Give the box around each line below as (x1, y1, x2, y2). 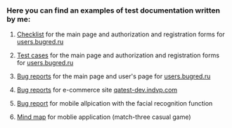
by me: (6, 14, 31, 24)
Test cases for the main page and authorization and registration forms (16, 51, 219, 59)
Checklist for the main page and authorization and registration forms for (16, 30, 226, 38)
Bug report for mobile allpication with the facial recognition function (16, 99, 213, 108)
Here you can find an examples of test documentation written (6, 6, 221, 15)
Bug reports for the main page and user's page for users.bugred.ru (16, 72, 211, 80)
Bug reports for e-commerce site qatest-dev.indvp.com (16, 86, 178, 94)
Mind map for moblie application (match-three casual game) (16, 113, 191, 121)
